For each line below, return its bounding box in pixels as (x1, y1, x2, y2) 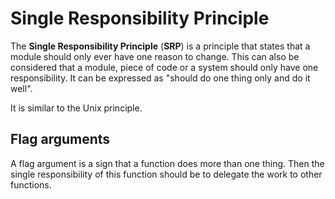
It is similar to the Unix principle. (10, 102, 143, 114)
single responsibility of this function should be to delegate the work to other (10, 168, 323, 180)
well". (10, 82, 33, 94)
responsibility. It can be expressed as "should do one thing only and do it (10, 72, 311, 84)
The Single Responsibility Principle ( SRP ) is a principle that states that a (10, 40, 311, 52)
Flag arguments (10, 131, 111, 148)
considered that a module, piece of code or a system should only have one (10, 61, 319, 73)
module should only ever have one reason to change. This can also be (10, 50, 300, 62)
